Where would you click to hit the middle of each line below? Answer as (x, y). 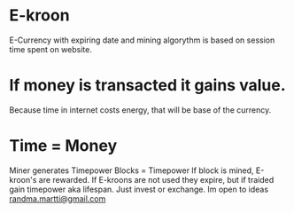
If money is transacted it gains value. (147, 86)
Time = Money (63, 146)
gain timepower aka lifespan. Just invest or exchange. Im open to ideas (139, 189)
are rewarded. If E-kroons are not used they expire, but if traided (156, 179)
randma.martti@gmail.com (58, 198)
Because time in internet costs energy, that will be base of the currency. (140, 110)
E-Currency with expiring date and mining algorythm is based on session (142, 40)
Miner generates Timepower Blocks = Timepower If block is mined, (132, 170)
